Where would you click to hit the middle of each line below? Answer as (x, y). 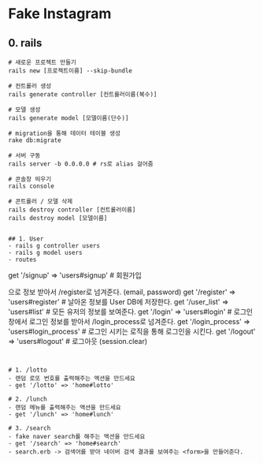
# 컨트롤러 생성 (30, 86)
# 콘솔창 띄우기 (30, 179)
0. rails (25, 43)
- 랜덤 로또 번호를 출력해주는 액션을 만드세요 (72, 379)
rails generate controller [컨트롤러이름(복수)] (83, 95)
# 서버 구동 (24, 155)
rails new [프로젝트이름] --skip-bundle (70, 71)
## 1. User (26, 239)
